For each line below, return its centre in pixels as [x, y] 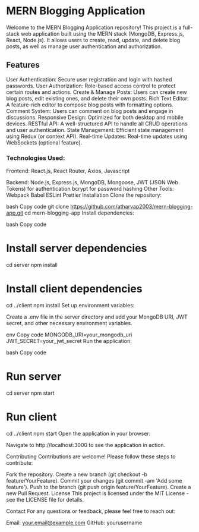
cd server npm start [30, 393]
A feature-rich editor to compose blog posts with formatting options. [90, 105]
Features [23, 65]
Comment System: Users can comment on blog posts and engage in [90, 111]
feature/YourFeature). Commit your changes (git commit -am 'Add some [94, 480]
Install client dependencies [74, 289]
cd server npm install [32, 265]
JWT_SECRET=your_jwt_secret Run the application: [69, 341]
